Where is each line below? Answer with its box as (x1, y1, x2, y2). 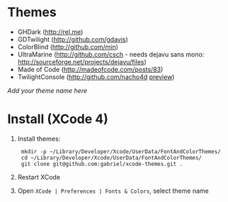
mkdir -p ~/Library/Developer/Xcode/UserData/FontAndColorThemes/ (21, 148, 221, 155)
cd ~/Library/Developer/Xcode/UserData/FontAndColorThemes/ (21, 154, 203, 161)
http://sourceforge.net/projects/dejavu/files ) (17, 57, 147, 66)
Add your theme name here (7, 86, 88, 95)
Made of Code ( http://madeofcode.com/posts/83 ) (17, 65, 164, 73)
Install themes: (17, 134, 61, 143)
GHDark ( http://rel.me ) (17, 28, 84, 36)
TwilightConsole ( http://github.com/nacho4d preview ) (17, 72, 175, 81)
